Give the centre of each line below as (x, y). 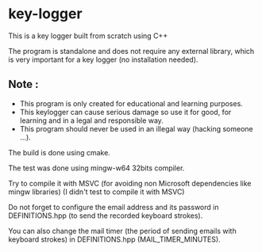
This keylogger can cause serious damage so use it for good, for (125, 112)
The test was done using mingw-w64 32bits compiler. (96, 168)
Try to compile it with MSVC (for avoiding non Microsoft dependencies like (130, 183)
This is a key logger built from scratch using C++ (88, 36)
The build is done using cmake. (60, 152)
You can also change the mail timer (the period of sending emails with (122, 231)
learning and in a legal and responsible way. (92, 120)
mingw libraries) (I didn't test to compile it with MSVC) (96, 192)
